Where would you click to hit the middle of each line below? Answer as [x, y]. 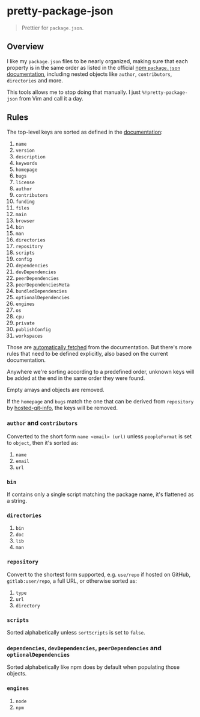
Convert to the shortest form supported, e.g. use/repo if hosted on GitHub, [99, 574]
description [30, 157]
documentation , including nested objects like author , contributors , [89, 74]
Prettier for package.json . [53, 28]
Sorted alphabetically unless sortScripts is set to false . [76, 633]
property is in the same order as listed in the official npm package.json [94, 67]
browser [25, 221]
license [25, 182]
